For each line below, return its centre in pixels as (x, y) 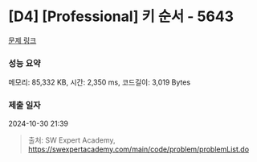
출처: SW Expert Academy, (71, 140)
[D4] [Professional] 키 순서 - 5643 (121, 17)
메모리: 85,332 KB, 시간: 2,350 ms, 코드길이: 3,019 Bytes (100, 82)
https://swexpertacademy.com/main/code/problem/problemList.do (139, 149)
